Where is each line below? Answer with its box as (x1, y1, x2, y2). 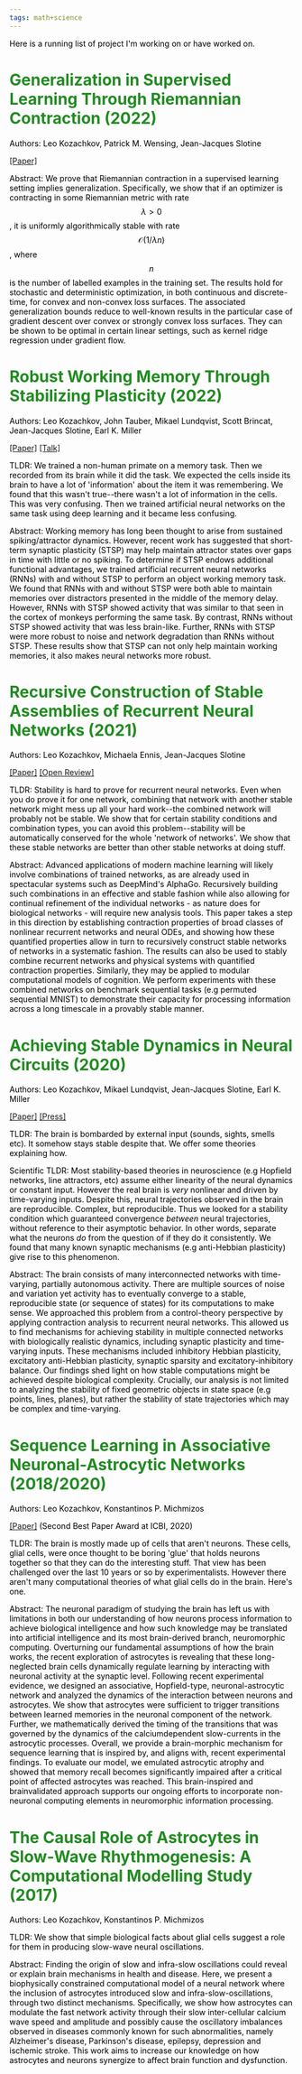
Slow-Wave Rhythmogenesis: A (9, 1847, 252, 1866)
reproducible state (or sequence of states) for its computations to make (9, 1298, 275, 1309)
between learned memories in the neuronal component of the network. (9, 1709, 273, 1720)
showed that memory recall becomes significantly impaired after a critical (9, 1766, 282, 1778)
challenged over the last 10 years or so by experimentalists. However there (9, 1567, 287, 1578)
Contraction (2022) (9, 107, 158, 128)
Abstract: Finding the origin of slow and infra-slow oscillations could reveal (9, 1959, 288, 1970)
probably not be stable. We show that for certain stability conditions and (9, 813, 278, 824)
